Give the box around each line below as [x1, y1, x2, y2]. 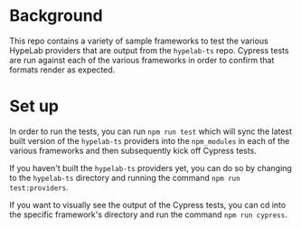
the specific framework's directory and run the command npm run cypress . [9, 209, 287, 220]
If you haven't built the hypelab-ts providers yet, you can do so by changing [9, 162, 292, 173]
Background [9, 5, 103, 26]
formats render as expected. [9, 64, 116, 75]
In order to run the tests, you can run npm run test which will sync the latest [9, 126, 292, 137]
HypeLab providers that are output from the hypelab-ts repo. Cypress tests [9, 44, 289, 55]
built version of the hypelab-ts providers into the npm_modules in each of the [9, 135, 290, 146]
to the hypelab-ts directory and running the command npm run [9, 172, 241, 183]
